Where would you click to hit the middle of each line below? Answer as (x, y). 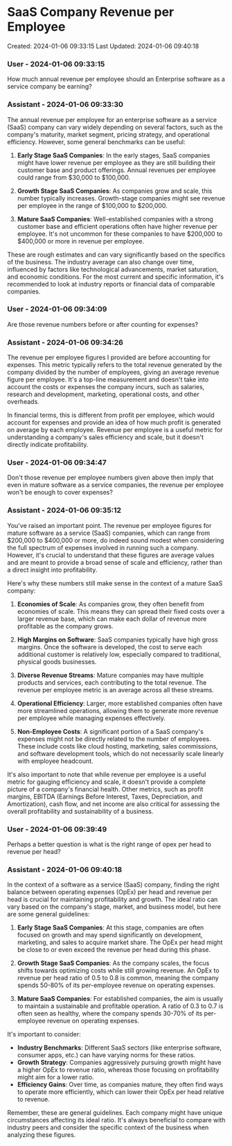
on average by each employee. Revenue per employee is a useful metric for (115, 430)
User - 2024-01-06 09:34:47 (57, 463)
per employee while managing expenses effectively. (91, 718)
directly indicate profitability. (48, 445)
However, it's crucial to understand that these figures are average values (111, 555)
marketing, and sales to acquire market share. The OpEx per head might (120, 942)
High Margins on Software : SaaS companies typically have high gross (117, 640)
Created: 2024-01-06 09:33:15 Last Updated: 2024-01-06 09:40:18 (103, 46)
